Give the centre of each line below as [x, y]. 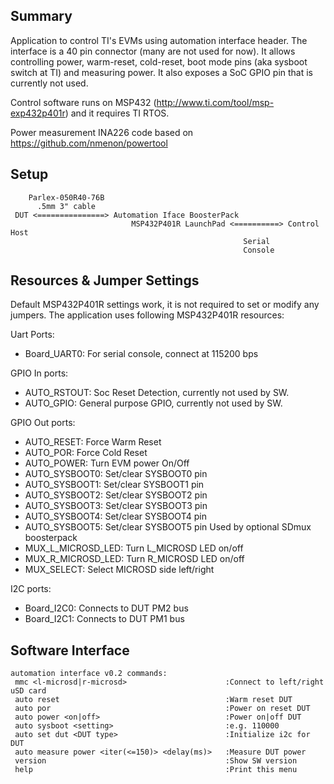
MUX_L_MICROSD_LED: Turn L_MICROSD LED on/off [134, 548]
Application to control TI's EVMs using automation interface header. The [159, 40]
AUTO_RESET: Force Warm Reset [93, 442]
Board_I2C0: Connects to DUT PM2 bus [106, 608]
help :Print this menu [156, 770]
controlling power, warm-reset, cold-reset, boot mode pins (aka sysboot [159, 61]
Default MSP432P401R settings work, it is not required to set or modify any [165, 305]
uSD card [28, 691]
